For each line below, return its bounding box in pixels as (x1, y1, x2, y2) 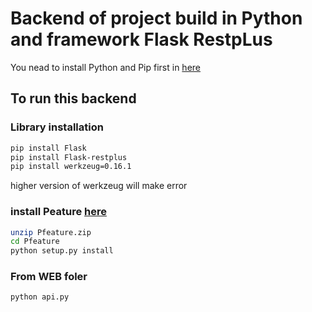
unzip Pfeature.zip (10, 227, 92, 237)
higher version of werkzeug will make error (10, 180, 188, 192)
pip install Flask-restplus (10, 152, 128, 162)
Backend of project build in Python (10, 7, 303, 30)
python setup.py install (10, 246, 114, 256)
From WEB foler (10, 270, 88, 284)
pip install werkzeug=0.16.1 (10, 162, 132, 172)
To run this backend (10, 90, 137, 107)
